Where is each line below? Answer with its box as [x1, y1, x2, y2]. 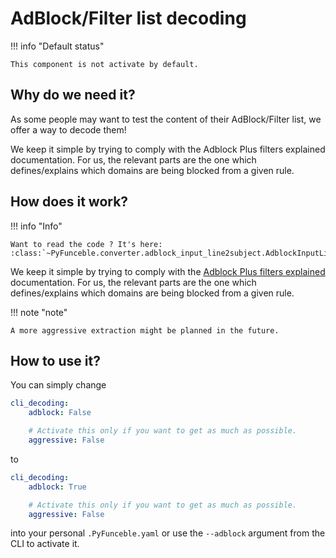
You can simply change [10, 379, 107, 391]
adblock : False [28, 408, 92, 418]
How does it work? [10, 193, 129, 211]
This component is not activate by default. [10, 59, 199, 69]
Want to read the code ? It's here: [10, 239, 163, 249]
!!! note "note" [10, 306, 68, 318]
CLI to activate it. [10, 538, 80, 550]
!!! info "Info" [10, 220, 63, 232]
